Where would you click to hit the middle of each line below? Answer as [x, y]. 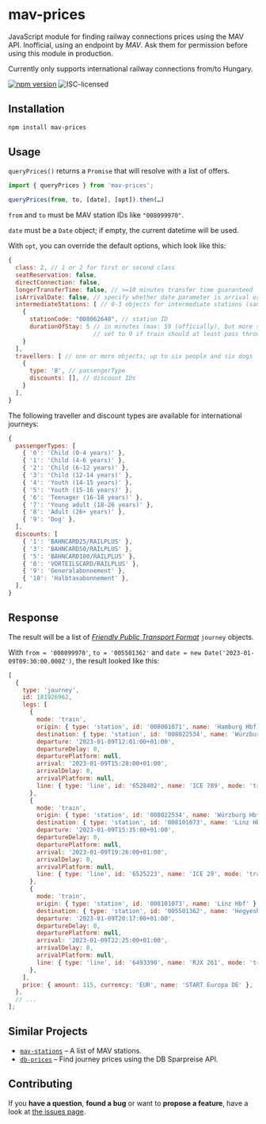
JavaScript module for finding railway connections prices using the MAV [126, 36]
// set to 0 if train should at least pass [166, 334]
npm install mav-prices [47, 127]
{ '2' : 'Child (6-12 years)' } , [76, 468]
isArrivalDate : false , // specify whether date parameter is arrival [132, 297]
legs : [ [35, 705]
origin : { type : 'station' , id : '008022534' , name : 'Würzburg [141, 815]
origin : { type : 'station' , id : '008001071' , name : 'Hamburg [140, 727]
